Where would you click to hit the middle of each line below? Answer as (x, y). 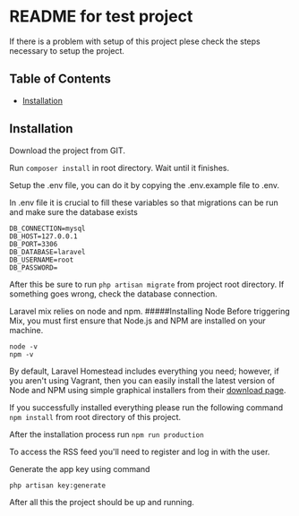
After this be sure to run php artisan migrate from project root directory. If (147, 284)
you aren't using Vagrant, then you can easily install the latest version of (142, 380)
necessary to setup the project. (67, 50)
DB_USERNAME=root (42, 260)
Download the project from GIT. (67, 150)
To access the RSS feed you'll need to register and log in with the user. (140, 451)
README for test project (101, 17)
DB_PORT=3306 (34, 244)
